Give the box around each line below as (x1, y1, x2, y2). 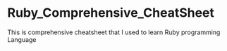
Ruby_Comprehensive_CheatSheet (7, 5, 215, 21)
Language (7, 35, 37, 43)
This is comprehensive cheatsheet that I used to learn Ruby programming (7, 28, 221, 36)
